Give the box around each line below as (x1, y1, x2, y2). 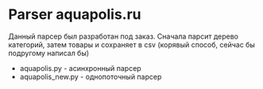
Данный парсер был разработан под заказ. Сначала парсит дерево (8, 32, 238, 41)
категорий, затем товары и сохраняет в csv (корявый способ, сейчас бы (8, 39, 256, 49)
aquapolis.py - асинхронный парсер (19, 63, 141, 72)
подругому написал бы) (8, 48, 90, 57)
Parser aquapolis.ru (8, 6, 141, 24)
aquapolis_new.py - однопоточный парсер (19, 72, 162, 81)
